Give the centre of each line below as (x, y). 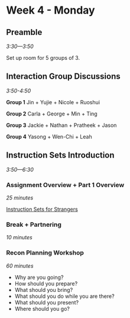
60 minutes (20, 266)
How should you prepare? (46, 283)
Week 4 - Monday (51, 10)
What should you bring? (44, 290)
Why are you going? (39, 277)
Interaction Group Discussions (64, 77)
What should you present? (47, 302)
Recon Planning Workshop (45, 253)
